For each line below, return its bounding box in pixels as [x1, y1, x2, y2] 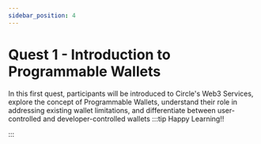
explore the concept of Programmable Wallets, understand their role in [8, 97, 238, 107]
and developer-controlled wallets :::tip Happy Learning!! [43, 114, 225, 123]
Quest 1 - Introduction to [8, 45, 172, 63]
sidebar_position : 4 [8, 11, 77, 20]
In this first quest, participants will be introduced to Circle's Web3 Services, [8, 89, 254, 98]
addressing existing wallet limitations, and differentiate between [8, 105, 216, 115]
